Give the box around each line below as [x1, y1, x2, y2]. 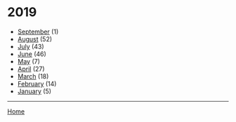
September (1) [17, 27, 59, 36]
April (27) [17, 65, 45, 73]
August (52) [17, 34, 53, 43]
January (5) [17, 87, 51, 95]
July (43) [17, 42, 44, 50]
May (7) [17, 57, 41, 65]
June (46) [17, 50, 47, 58]
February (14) [17, 79, 57, 88]
